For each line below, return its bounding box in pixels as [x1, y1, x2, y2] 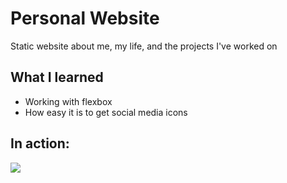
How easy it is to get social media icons [24, 106, 188, 118]
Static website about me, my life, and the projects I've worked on [10, 40, 278, 52]
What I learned [10, 69, 104, 86]
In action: [10, 135, 70, 152]
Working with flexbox [24, 95, 113, 107]
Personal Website [10, 7, 160, 30]
